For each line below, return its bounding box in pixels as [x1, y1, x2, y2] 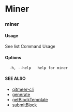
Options [5, 54, 22, 60]
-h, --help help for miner [9, 65, 68, 70]
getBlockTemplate [12, 96, 48, 102]
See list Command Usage [5, 44, 56, 49]
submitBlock [12, 102, 37, 108]
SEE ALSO [5, 76, 26, 81]
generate [12, 91, 30, 97]
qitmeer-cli [12, 86, 34, 92]
